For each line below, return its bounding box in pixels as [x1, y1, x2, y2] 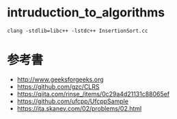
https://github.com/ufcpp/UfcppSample [16, 97, 128, 105]
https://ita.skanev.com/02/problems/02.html [16, 104, 142, 112]
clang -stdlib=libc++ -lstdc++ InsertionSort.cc [7, 27, 148, 34]
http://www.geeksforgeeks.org [16, 75, 104, 83]
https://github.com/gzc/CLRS [16, 82, 100, 90]
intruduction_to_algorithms [7, 5, 165, 21]
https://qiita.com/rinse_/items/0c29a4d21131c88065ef [16, 90, 169, 98]
